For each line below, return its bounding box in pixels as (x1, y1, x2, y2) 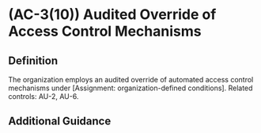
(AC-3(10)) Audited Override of (8, 6, 217, 24)
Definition (8, 54, 58, 67)
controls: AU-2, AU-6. (8, 92, 79, 101)
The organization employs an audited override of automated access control (8, 75, 254, 84)
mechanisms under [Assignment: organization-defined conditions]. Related (8, 83, 253, 93)
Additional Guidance (8, 115, 112, 128)
